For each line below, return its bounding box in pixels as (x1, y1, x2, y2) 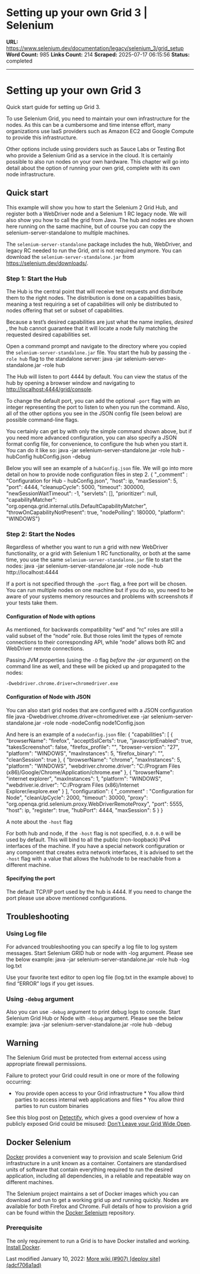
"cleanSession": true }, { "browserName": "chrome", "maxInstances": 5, (6, 756, 182, 763)
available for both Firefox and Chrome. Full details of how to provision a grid (6, 1203, 192, 1210)
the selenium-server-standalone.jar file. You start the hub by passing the (6, 349, 187, 356)
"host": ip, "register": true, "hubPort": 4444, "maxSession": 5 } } (6, 806, 164, 813)
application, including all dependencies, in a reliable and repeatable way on (6, 1172, 190, 1179)
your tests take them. (6, 599, 58, 606)
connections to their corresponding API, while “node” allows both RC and (6, 638, 186, 646)
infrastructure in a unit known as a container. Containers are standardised (6, 1159, 187, 1166)
